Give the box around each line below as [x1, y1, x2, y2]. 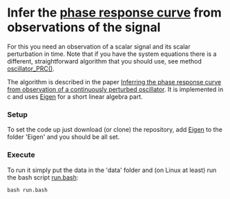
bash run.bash [7, 187, 48, 193]
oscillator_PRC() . [7, 64, 55, 73]
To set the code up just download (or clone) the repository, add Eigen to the [7, 126, 223, 134]
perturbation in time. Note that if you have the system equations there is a [7, 50, 217, 58]
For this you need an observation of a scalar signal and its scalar [7, 42, 191, 50]
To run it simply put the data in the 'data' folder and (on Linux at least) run [7, 166, 217, 174]
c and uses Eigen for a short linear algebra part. [7, 92, 143, 101]
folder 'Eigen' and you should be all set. [7, 133, 120, 141]
